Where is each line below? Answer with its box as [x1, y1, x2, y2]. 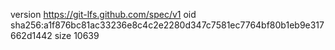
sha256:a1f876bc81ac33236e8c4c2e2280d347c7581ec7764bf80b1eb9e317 [10, 19, 325, 31]
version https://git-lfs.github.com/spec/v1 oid [10, 9, 197, 20]
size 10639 [54, 30, 100, 41]
